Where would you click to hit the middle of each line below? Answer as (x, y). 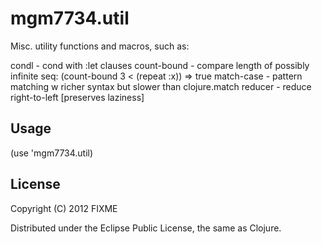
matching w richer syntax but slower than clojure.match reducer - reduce (161, 86)
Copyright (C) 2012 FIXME (64, 208)
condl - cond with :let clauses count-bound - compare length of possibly (160, 65)
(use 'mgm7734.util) (52, 153)
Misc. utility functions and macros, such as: (100, 46)
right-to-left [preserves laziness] (77, 97)
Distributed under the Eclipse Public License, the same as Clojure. (146, 228)
